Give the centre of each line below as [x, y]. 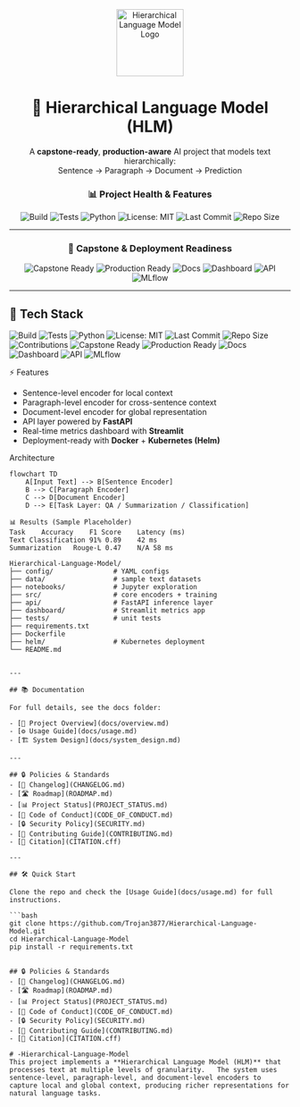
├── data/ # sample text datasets [105, 579]
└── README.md [36, 650]
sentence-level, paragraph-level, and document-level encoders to [135, 1078]
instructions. [36, 900]
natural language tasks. [55, 1094]
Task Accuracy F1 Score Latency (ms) [97, 532]
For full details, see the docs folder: [86, 708]
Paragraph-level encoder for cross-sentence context [119, 402]
